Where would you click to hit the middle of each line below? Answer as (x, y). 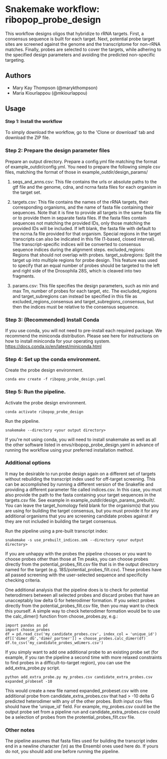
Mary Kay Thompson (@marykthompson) (55, 88)
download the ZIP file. (28, 137)
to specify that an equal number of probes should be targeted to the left (86, 265)
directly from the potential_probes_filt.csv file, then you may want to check (82, 606)
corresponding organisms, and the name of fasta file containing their (83, 207)
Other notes (20, 730)
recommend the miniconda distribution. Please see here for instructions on (82, 336)
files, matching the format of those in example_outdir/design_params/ (77, 172)
